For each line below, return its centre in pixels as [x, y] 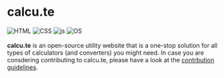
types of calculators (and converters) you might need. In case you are [105, 53]
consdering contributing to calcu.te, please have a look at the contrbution [111, 60]
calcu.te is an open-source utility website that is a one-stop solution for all [112, 45]
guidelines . [23, 67]
